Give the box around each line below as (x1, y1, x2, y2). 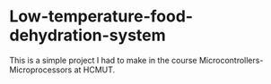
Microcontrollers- (198, 55, 264, 65)
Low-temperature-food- (9, 6, 194, 27)
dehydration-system (9, 25, 166, 46)
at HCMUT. (74, 64, 116, 75)
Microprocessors (9, 64, 73, 75)
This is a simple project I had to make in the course (9, 55, 197, 65)
